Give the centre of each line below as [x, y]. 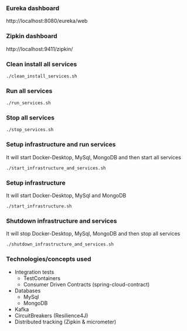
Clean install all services [42, 64]
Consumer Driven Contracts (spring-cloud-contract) [86, 284]
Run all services [29, 91]
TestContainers [42, 278]
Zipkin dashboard [32, 36]
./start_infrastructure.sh [39, 206]
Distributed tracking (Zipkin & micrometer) [65, 322]
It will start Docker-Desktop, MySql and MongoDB [66, 196]
